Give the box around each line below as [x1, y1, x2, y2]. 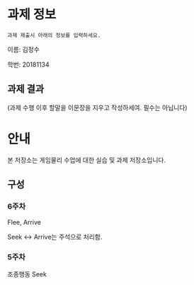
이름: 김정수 [7, 45, 40, 53]
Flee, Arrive [7, 218, 41, 227]
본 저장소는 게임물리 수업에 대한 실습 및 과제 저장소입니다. [7, 156, 166, 164]
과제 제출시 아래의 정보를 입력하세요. [7, 31, 101, 39]
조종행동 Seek [7, 269, 47, 278]
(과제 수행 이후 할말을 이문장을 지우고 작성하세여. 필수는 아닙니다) [7, 103, 188, 112]
